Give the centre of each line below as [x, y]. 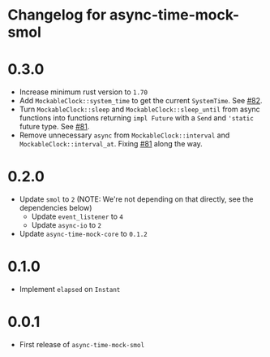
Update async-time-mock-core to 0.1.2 [83, 234]
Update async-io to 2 [66, 225]
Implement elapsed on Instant [70, 289]
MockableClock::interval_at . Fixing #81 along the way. [111, 144]
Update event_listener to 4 [77, 216]
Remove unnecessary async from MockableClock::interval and [124, 135]
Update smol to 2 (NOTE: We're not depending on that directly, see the [136, 199]
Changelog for [57, 15]
